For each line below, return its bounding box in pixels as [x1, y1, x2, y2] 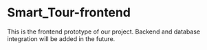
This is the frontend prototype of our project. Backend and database [7, 27, 201, 36]
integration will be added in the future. [7, 34, 116, 42]
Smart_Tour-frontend [7, 5, 131, 21]
